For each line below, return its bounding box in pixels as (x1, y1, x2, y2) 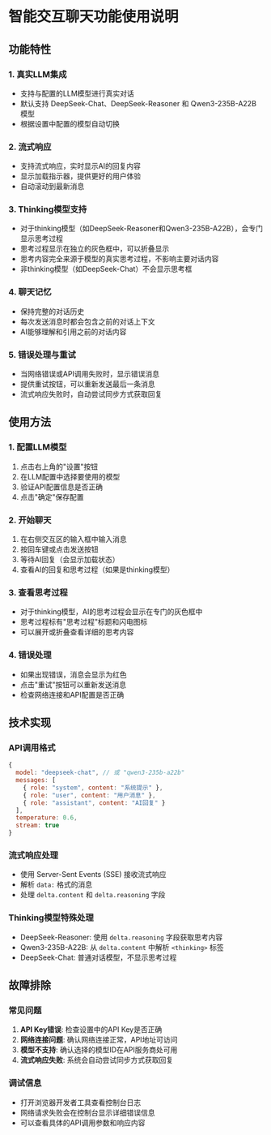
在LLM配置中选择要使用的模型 (19, 471, 121, 481)
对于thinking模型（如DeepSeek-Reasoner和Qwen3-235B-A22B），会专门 (19, 224, 263, 234)
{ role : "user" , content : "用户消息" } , (23, 791, 156, 799)
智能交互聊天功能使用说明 (8, 7, 180, 26)
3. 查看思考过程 (8, 587, 69, 598)
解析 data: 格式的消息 (19, 879, 93, 889)
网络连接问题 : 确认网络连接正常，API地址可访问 (19, 1035, 178, 1045)
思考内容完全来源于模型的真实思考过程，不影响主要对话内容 (19, 254, 219, 264)
